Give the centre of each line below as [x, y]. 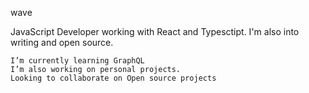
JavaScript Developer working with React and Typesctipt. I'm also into [155, 31]
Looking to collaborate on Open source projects [113, 78]
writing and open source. [62, 42]
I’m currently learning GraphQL [77, 61]
